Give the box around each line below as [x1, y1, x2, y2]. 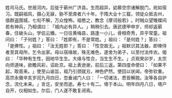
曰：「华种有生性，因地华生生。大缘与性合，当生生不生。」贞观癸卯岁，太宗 [5, 56, 167, 61]
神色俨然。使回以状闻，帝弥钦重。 [94, 68, 167, 74]
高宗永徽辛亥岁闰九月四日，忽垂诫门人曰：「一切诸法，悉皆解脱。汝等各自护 [5, 75, 167, 81]
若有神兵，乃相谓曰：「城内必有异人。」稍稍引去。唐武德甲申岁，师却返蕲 [5, 23, 162, 30]
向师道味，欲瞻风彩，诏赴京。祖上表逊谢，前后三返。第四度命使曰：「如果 [5, 62, 162, 68]
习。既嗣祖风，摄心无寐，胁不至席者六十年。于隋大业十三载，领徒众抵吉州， [5, 11, 167, 17]
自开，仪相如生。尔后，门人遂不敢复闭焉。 [5, 87, 95, 93]
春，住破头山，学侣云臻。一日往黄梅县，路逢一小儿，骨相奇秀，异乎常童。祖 [5, 30, 167, 36]
